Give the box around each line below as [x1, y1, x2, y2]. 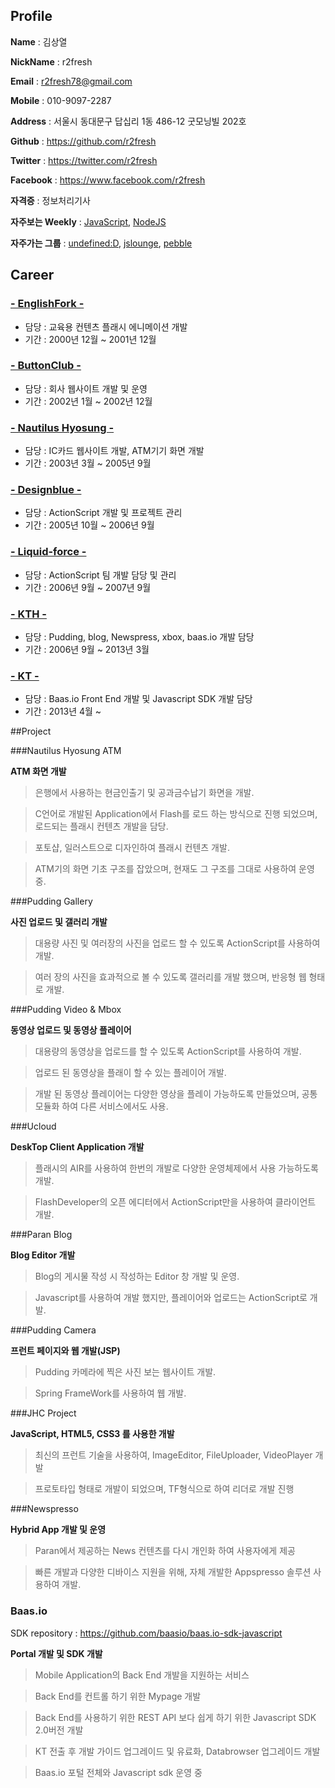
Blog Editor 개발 [10, 1249, 76, 1261]
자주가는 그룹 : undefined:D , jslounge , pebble [10, 237, 193, 249]
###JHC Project [10, 1407, 77, 1419]
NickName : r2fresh [10, 55, 93, 68]
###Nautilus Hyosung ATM [10, 745, 122, 757]
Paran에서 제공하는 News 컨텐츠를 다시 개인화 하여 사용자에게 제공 [34, 1545, 296, 1557]
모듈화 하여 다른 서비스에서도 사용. [34, 1100, 169, 1113]
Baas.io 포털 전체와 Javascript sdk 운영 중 [34, 1766, 203, 1778]
